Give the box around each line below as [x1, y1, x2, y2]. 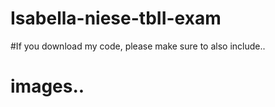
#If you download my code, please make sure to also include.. [10, 40, 266, 52]
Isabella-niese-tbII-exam [10, 7, 222, 30]
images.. [10, 75, 85, 98]
